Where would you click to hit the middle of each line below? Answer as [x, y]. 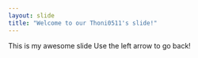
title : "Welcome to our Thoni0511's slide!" [83, 23]
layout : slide [32, 15]
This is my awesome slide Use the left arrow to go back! [100, 45]
